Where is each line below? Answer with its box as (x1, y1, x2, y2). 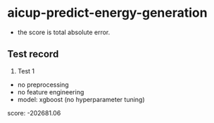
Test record (7, 48, 59, 60)
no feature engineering (17, 87, 84, 96)
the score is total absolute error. (17, 28, 111, 36)
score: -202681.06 (7, 108, 61, 117)
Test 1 (17, 66, 35, 75)
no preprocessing (17, 80, 69, 89)
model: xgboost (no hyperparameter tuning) (17, 95, 146, 103)
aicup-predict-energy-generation (7, 5, 208, 21)
